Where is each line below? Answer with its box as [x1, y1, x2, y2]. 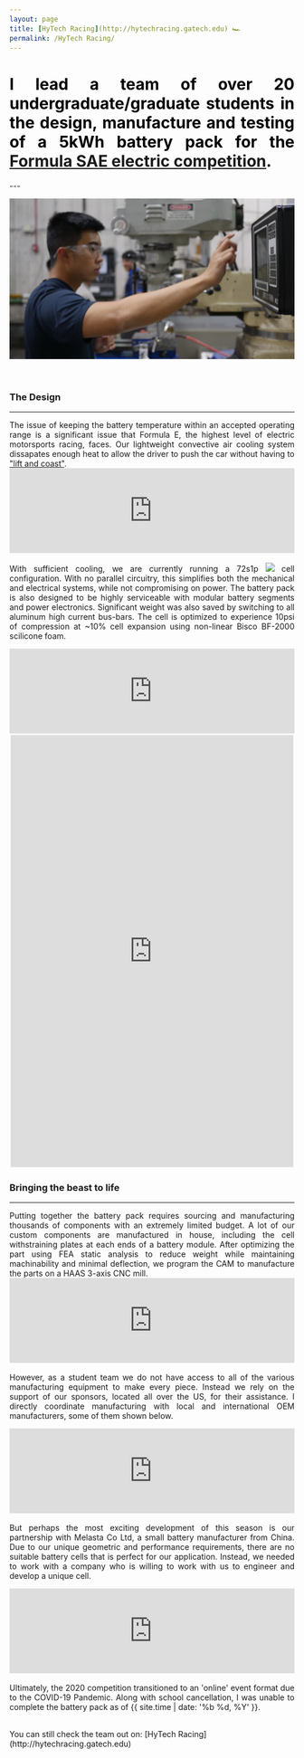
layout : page [9, 14, 59, 24]
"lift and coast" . [9, 458, 67, 470]
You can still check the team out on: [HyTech [9, 1729, 176, 1740]
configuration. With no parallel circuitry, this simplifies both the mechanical [9, 573, 295, 584]
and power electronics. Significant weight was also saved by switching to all [9, 602, 295, 613]
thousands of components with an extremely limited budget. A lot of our [9, 1220, 295, 1231]
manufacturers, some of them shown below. [9, 1411, 174, 1421]
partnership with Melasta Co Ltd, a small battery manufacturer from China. [9, 1532, 295, 1543]
